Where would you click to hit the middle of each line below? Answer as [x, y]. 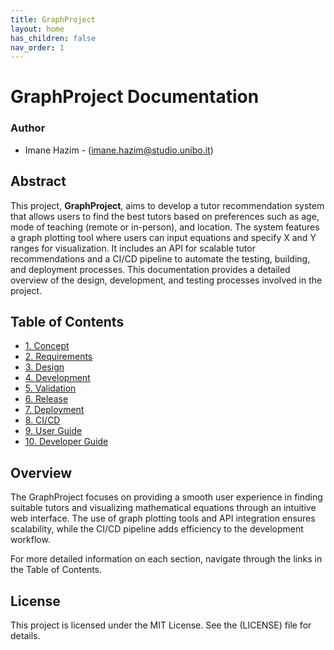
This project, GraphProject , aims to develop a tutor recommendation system [167, 205]
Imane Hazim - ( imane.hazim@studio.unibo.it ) [119, 150]
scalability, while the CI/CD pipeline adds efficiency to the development [157, 529]
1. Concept [47, 346]
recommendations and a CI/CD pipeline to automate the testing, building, [160, 258]
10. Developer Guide [66, 442]
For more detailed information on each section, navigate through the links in [166, 559]
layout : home [37, 29]
